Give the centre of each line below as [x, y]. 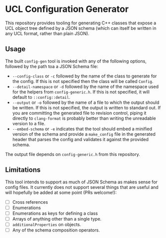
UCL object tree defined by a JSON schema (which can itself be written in [81, 28]
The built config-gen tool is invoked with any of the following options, [76, 61]
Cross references [30, 202]
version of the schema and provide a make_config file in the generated [84, 134]
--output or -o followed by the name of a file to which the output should [86, 102]
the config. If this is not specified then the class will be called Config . [83, 81]
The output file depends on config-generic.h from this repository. [73, 154]
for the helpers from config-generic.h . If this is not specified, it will [81, 92]
